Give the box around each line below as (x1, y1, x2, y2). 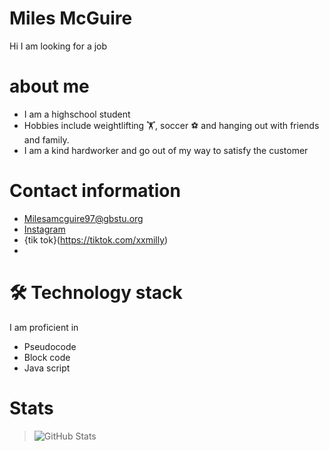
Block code (23, 351, 71, 363)
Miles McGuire (9, 7, 133, 30)
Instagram (23, 223, 66, 235)
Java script (23, 362, 71, 374)
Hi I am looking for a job (9, 40, 108, 52)
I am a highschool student (23, 108, 131, 120)
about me (9, 75, 90, 98)
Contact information (9, 180, 181, 202)
